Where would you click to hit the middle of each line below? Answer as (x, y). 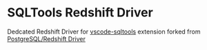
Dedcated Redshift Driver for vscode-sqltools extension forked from (104, 32)
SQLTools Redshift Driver (80, 13)
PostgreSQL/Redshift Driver (47, 38)
